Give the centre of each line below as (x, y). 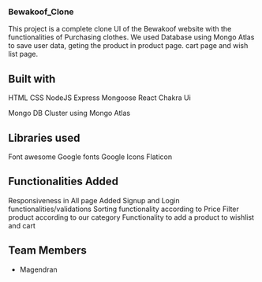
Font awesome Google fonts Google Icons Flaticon (90, 157)
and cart (22, 225)
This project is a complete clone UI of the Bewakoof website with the (120, 29)
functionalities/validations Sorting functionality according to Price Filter (124, 209)
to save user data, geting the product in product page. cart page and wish (128, 46)
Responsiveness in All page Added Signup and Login (94, 200)
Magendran (38, 269)
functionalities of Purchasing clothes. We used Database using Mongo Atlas (131, 37)
